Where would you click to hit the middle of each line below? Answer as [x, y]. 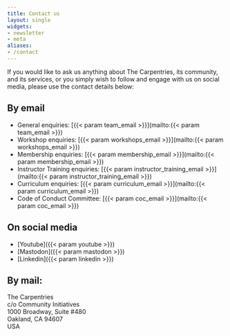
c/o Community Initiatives [44, 304]
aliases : [20, 46]
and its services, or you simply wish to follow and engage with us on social [113, 79]
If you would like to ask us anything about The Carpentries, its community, [113, 72]
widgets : [20, 26]
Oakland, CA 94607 [35, 319]
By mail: [25, 280]
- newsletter [26, 33]
